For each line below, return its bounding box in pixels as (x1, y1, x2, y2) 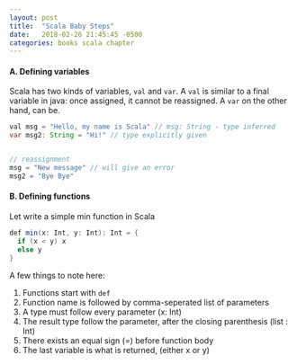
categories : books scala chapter (9, 38, 135, 48)
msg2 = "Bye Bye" (9, 172, 75, 181)
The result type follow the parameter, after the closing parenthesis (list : (22, 315, 288, 326)
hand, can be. (9, 105, 60, 116)
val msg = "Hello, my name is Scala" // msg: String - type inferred (9, 122, 276, 131)
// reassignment (9, 155, 70, 164)
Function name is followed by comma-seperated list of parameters (22, 297, 270, 307)
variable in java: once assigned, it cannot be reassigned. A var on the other (9, 95, 288, 106)
